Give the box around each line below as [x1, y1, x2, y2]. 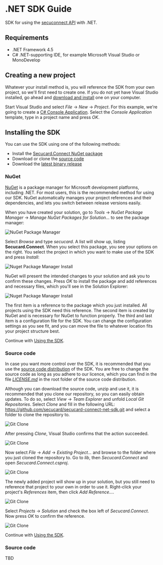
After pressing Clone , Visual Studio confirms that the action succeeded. [5, 430, 149, 436]
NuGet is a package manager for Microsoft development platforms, [5, 184, 140, 190]
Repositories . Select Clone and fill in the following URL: [5, 401, 115, 407]
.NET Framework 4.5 [12, 46, 54, 52]
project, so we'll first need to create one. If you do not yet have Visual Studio [5, 89, 159, 95]
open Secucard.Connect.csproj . [5, 460, 69, 466]
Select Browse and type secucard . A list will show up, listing [5, 238, 126, 244]
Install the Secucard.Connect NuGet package [12, 151, 103, 156]
